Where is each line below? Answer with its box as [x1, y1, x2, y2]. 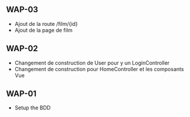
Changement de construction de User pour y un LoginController [14, 59, 170, 66]
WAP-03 [6, 5, 38, 15]
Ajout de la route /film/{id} [14, 20, 78, 27]
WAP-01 [6, 89, 37, 99]
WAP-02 [6, 44, 38, 54]
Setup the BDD [14, 104, 51, 111]
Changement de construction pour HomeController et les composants [14, 65, 184, 72]
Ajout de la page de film [14, 26, 73, 34]
